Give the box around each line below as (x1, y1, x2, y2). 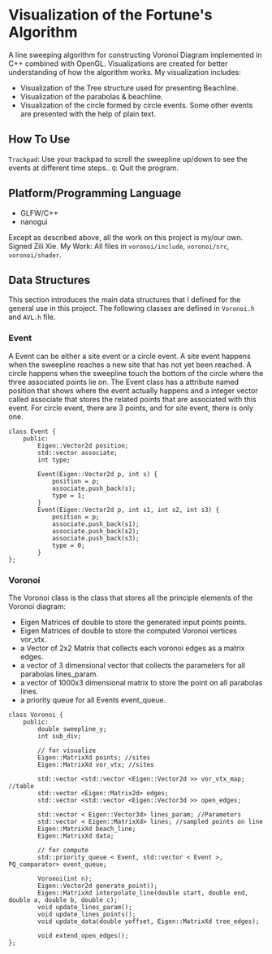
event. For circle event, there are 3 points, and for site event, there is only (8, 403, 254, 413)
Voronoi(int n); (37, 874, 93, 882)
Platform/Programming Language (8, 186, 182, 200)
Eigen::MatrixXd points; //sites (37, 753, 151, 762)
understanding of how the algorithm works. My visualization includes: (8, 67, 241, 77)
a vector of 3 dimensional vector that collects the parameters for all (19, 660, 246, 670)
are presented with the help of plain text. (19, 108, 157, 119)
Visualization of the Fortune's (8, 6, 213, 24)
